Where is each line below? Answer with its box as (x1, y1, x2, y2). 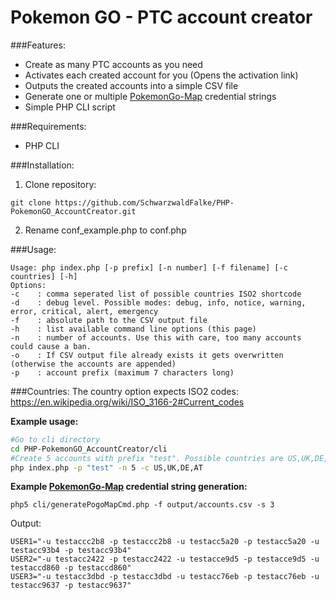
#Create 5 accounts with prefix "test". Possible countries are (10, 453, 284, 463)
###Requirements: (10, 120, 87, 132)
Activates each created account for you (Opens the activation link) (24, 69, 299, 81)
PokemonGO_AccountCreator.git (10, 206, 137, 216)
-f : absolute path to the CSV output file (10, 315, 208, 325)
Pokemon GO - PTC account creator (10, 6, 313, 29)
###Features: (10, 39, 66, 51)
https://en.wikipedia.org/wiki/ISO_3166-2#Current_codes (10, 396, 245, 408)
